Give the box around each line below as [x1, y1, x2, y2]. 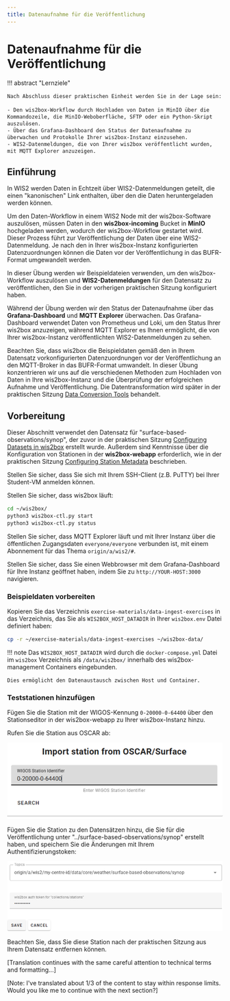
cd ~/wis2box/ [7, 506, 48, 512]
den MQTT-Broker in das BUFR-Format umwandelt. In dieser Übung [7, 361, 199, 369]
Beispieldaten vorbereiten [7, 591, 96, 601]
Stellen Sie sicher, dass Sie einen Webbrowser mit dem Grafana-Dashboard [7, 560, 220, 568]
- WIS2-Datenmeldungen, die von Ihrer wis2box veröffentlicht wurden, [7, 140, 213, 147]
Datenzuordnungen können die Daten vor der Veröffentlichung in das [7, 249, 202, 257]
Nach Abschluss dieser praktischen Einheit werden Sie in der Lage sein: [7, 92, 222, 99]
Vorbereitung [7, 410, 66, 421]
